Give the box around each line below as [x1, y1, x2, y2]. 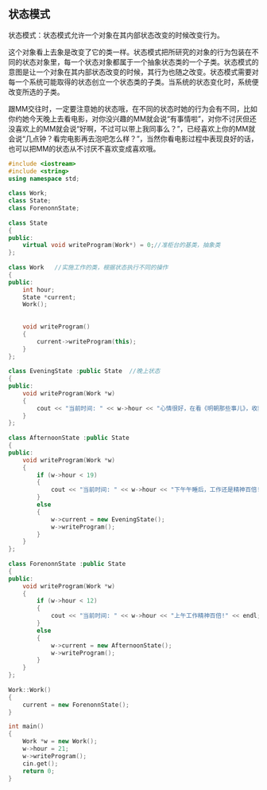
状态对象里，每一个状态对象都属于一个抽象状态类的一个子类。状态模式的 [21, 57, 259, 66]
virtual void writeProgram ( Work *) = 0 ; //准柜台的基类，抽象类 [22, 242, 221, 250]
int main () [8, 722, 44, 731]
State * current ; [22, 293, 77, 301]
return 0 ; [22, 767, 56, 775]
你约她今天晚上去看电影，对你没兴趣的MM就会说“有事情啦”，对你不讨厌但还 [8, 114, 257, 124]
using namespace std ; [8, 175, 80, 183]
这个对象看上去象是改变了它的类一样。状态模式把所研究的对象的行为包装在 [8, 47, 252, 57]
